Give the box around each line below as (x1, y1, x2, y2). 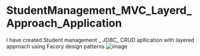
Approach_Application (6, 16, 122, 30)
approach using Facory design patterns (6, 43, 105, 50)
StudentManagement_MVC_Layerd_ (6, 4, 192, 17)
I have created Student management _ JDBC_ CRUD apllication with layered (6, 36, 195, 43)
